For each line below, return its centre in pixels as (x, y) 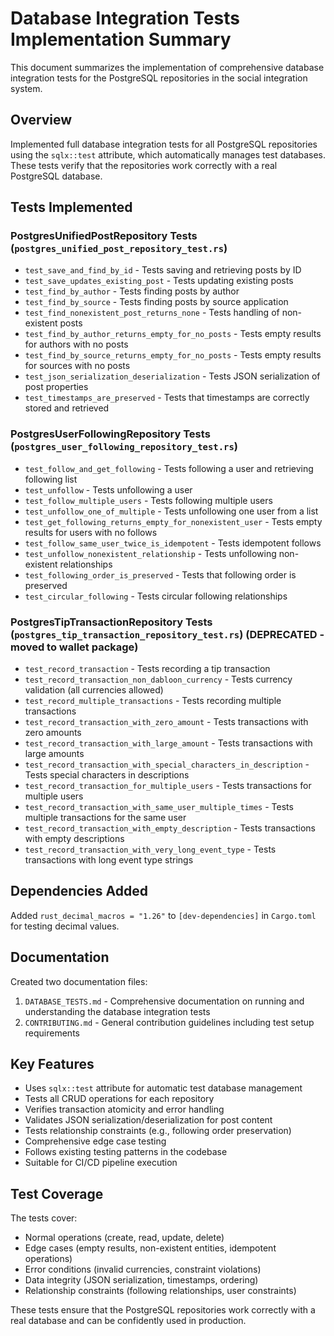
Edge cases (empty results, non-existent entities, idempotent (150, 1248)
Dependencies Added (79, 891)
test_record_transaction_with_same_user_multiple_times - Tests (159, 807)
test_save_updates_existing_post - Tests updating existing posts (159, 281)
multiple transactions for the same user (105, 818)
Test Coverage (57, 1193)
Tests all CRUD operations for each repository (119, 1099)
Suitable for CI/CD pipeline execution (101, 1163)
